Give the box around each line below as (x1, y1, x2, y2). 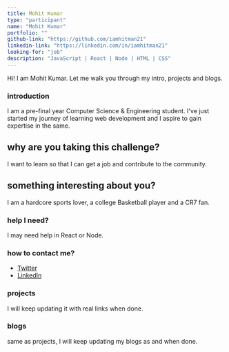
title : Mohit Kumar (7, 10, 63, 17)
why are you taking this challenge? (7, 141, 160, 153)
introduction (7, 91, 50, 101)
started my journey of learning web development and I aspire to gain (7, 115, 202, 123)
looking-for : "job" (7, 49, 63, 56)
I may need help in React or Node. (7, 231, 104, 239)
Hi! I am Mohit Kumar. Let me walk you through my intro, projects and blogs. (7, 74, 223, 82)
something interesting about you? (7, 180, 156, 192)
